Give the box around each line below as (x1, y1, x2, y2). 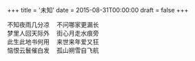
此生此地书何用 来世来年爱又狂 (7, 38, 99, 46)
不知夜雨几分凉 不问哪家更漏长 (7, 21, 99, 29)
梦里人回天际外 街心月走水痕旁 (7, 29, 99, 37)
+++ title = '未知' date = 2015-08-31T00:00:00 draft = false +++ (7, 6, 189, 14)
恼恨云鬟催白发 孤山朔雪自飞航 (7, 47, 99, 54)
